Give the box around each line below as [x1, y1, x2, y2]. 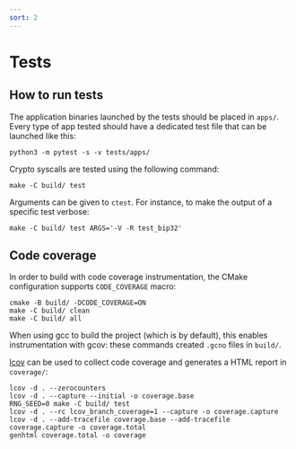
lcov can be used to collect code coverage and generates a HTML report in [9, 357, 287, 368]
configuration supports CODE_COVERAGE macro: [9, 281, 177, 292]
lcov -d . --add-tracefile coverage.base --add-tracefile [9, 415, 231, 425]
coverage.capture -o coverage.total [9, 423, 146, 432]
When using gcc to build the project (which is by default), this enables [9, 330, 268, 341]
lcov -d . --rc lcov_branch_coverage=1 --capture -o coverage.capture [9, 408, 279, 417]
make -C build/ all [9, 314, 83, 323]
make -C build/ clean [9, 306, 91, 315]
